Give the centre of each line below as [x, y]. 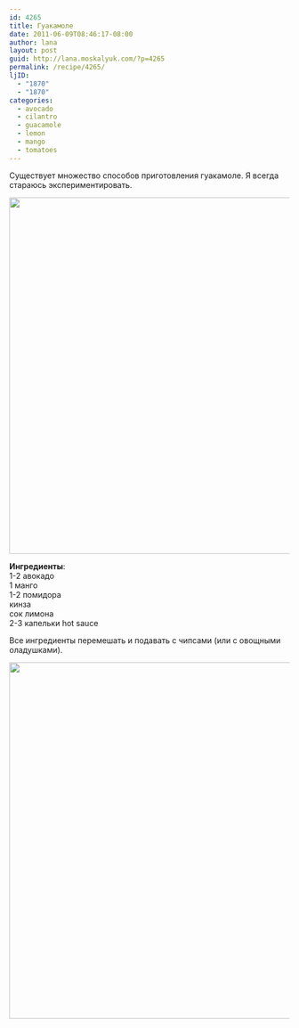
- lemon [32, 134]
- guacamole [40, 126]
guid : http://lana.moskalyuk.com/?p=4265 [87, 59]
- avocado [35, 109]
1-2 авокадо [32, 575]
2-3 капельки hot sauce [54, 623]
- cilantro [37, 117]
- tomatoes [37, 150]
